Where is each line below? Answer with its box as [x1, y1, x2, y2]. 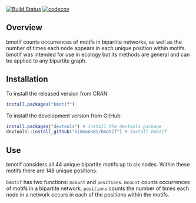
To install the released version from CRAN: [6, 90, 109, 97]
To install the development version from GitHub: [6, 112, 122, 119]
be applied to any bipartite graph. [6, 57, 87, 64]
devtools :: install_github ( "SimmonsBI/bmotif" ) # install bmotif [6, 129, 167, 135]
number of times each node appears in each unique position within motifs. [6, 44, 187, 51]
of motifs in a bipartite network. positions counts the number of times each [6, 185, 190, 192]
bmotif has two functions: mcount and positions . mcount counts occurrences [6, 179, 190, 186]
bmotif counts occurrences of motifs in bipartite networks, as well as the [6, 38, 182, 45]
